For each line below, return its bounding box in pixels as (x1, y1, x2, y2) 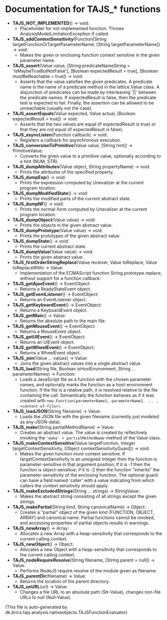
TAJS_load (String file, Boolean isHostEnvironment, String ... (12, 365, 136, 371)
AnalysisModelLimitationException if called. (19, 31, 110, 37)
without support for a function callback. (19, 275, 101, 281)
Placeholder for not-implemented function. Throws (19, 25, 125, 31)
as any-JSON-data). (19, 419, 61, 425)
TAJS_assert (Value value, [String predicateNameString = (12, 63, 131, 69)
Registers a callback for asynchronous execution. (19, 137, 121, 143)
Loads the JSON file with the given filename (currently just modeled (19, 413, 160, 419)
